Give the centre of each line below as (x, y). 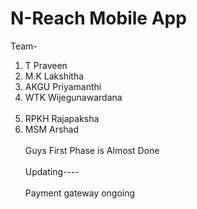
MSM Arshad (52, 129)
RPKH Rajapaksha (62, 118)
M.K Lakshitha (54, 76)
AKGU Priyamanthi (63, 86)
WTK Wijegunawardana (73, 97)
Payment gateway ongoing (80, 193)
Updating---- (52, 171)
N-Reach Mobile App (98, 18)
